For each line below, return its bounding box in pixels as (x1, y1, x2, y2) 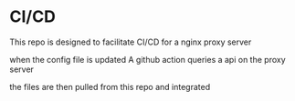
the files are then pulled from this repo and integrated (9, 81, 211, 92)
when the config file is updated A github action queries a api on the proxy (9, 54, 286, 65)
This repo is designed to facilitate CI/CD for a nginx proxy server (9, 36, 252, 47)
